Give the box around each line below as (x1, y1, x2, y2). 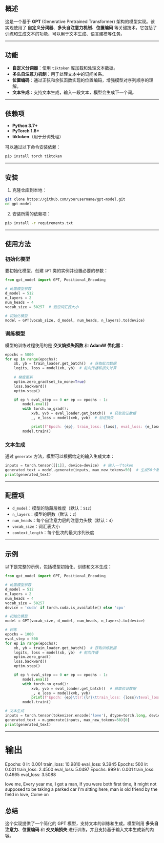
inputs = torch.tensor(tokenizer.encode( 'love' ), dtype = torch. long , (5, 713, 147, 718)
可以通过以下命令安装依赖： (5, 144, 61, 150)
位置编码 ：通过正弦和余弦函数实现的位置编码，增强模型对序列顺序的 (12, 77, 149, 83)
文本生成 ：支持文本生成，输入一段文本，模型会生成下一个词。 (12, 89, 137, 95)
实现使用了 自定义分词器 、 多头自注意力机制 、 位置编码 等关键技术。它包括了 (5, 24, 157, 30)
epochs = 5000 (5, 352, 34, 357)
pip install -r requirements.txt (5, 220, 73, 226)
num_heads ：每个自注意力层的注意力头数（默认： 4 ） (12, 517, 116, 524)
